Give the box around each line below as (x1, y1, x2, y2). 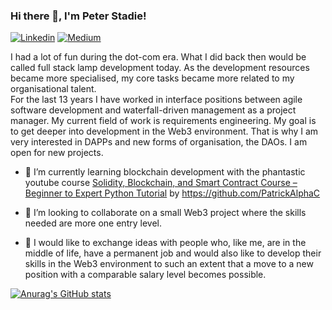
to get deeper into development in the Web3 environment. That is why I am (10, 125, 319, 138)
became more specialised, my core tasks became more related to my (10, 72, 295, 84)
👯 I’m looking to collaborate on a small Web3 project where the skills (24, 207, 307, 219)
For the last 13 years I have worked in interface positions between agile (10, 94, 303, 106)
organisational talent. (10, 83, 97, 95)
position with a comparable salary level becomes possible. (24, 269, 267, 281)
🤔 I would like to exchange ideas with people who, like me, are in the (24, 237, 307, 249)
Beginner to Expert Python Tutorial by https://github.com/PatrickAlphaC (24, 187, 321, 199)
